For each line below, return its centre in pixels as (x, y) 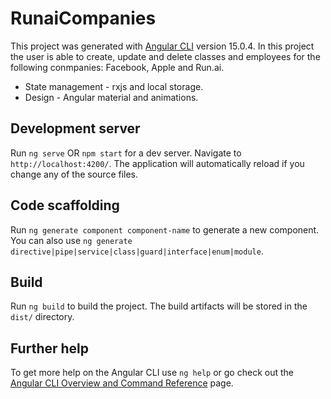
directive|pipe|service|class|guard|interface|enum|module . (137, 251)
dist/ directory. (42, 317)
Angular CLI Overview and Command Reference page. (122, 383)
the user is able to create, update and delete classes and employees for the (165, 56)
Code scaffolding (65, 205)
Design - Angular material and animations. (111, 97)
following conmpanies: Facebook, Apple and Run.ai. (117, 67)
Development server (75, 128)
